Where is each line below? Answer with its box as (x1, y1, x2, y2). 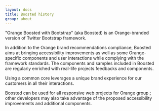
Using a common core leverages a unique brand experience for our (5, 75, 142, 81)
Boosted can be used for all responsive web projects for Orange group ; (5, 90, 152, 96)
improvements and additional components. (5, 101, 92, 107)
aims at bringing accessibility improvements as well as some (5, 50, 128, 56)
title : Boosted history (5, 12, 54, 17)
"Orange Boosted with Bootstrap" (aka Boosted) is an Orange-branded (5, 30, 149, 36)
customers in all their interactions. (5, 80, 74, 86)
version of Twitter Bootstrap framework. (5, 35, 86, 41)
